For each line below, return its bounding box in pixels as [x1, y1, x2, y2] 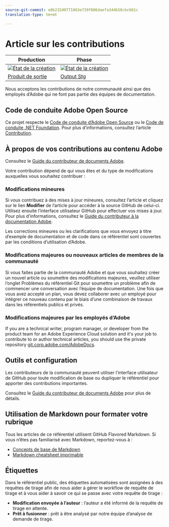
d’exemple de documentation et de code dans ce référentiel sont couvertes [5, 234, 161, 240]
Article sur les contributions [5, 38, 125, 49]
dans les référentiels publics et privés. [5, 301, 84, 307]
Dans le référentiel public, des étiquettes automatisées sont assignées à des [5, 480, 163, 486]
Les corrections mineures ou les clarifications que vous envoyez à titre [5, 228, 152, 234]
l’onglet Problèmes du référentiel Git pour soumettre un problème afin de [5, 280, 156, 286]
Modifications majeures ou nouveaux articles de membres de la [5, 251, 164, 258]
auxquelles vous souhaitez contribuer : [5, 173, 86, 179]
